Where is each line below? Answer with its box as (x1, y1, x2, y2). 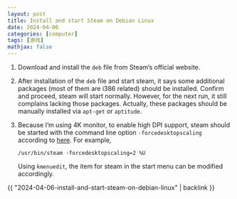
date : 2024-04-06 (7, 23, 59, 31)
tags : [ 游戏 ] (7, 37, 44, 44)
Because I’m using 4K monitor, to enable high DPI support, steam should (17, 121, 231, 129)
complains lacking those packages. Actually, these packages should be (17, 99, 228, 107)
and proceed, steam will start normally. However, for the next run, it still (17, 92, 227, 100)
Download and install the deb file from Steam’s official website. (17, 63, 201, 71)
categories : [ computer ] (7, 30, 78, 38)
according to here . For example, (17, 136, 112, 144)
